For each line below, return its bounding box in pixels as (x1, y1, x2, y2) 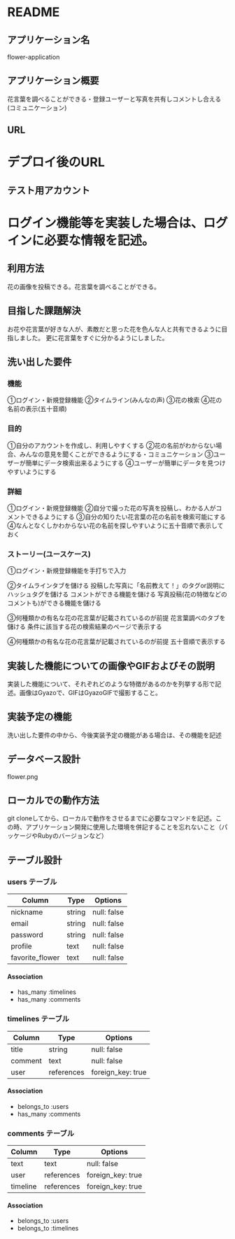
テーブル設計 (7, 854, 62, 866)
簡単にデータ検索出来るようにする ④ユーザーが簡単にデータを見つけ (25, 458, 226, 467)
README (7, 4, 60, 20)
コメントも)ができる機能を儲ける (7, 599, 101, 608)
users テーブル (7, 876, 57, 886)
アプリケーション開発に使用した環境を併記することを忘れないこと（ (25, 823, 222, 832)
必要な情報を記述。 (44, 232, 155, 248)
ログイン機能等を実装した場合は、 (7, 215, 204, 231)
